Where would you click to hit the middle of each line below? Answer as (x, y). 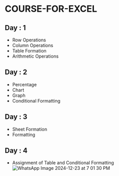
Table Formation (29, 51)
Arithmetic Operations (35, 56)
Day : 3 (16, 117)
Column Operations (33, 45)
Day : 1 (15, 28)
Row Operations (29, 40)
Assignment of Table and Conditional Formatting (63, 163)
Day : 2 (16, 72)
